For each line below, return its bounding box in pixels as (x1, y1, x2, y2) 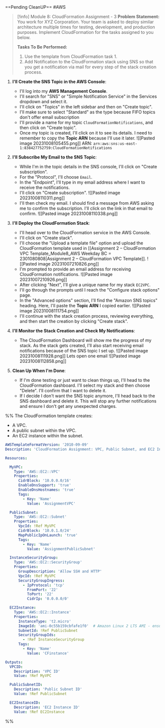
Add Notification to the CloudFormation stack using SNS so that (24, 59, 154, 64)
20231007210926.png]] (19, 277, 67, 282)
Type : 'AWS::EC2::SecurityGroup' (14, 560, 82, 565)
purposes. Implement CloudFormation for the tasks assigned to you (17, 29, 154, 35)
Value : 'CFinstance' (27, 650, 69, 656)
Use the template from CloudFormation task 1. (24, 54, 117, 59)
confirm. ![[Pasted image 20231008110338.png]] (19, 211, 118, 216)
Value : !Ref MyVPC (14, 674, 52, 678)
